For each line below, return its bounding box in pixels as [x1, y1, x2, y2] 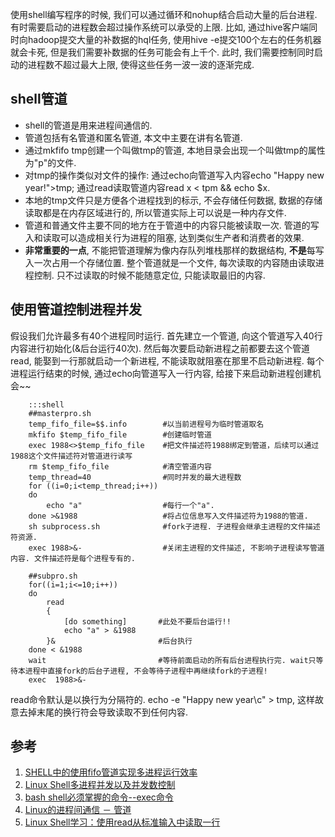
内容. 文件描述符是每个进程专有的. [10, 553, 136, 563]
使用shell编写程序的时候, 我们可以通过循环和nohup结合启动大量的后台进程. [10, 9, 318, 20]
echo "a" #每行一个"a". [46, 500, 215, 510]
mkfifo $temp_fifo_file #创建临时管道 [28, 429, 212, 440]
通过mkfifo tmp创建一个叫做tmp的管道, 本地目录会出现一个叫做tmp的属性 [24, 144, 326, 156]
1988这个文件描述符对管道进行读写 [10, 451, 133, 461]
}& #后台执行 [46, 636, 193, 646]
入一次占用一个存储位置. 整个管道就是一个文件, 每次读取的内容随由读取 [24, 256, 316, 268]
